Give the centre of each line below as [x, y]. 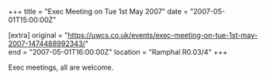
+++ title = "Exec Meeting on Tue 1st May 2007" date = [98, 11]
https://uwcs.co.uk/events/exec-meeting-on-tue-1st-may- [162, 35]
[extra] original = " [38, 35]
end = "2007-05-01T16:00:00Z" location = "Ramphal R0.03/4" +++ [118, 52]
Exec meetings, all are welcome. [61, 67]
